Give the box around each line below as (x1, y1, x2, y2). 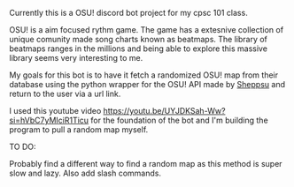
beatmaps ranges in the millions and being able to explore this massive (9, 43, 268, 54)
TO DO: (9, 141, 37, 152)
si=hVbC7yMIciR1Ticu (9, 115, 89, 125)
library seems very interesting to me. (9, 53, 143, 63)
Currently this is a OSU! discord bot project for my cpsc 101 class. (9, 8, 248, 18)
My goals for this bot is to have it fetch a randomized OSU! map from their (9, 70, 279, 80)
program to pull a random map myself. (9, 124, 149, 135)
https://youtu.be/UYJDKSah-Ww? (103, 106, 226, 116)
